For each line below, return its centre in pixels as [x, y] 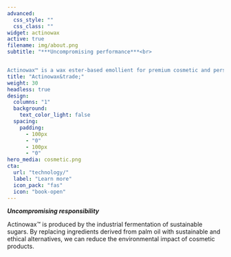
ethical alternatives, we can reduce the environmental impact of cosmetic [111, 239]
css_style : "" [33, 20]
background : [31, 109]
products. [21, 246]
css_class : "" [33, 26]
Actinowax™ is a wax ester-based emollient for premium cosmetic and [109, 70]
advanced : [21, 13]
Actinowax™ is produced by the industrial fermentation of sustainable [105, 225]
